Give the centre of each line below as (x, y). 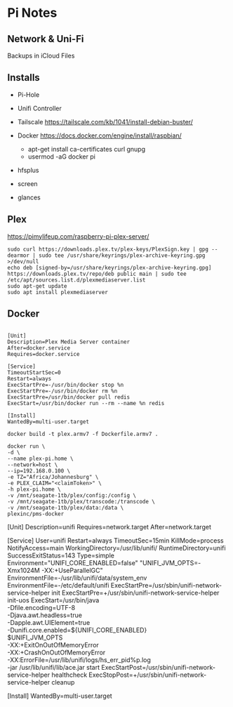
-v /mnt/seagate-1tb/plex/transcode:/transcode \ (81, 502)
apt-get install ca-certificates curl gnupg (87, 149)
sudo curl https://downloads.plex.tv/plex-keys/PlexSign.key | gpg (108, 249)
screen (27, 183)
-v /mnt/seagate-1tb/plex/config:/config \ (72, 496)
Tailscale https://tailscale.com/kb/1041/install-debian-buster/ (105, 121)
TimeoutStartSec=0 (34, 373)
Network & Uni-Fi (46, 39)
